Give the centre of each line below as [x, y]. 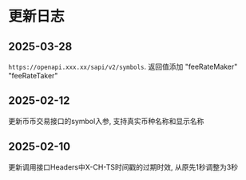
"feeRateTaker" [33, 76]
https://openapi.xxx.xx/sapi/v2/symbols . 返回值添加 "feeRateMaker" [123, 66]
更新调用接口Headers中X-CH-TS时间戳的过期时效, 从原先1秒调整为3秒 [123, 167]
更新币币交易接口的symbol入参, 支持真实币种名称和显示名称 [106, 121]
